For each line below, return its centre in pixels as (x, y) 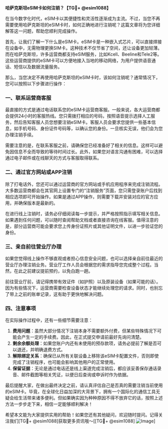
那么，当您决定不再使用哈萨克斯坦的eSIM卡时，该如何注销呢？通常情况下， (83, 77)
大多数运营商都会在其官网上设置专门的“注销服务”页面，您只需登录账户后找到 (84, 190)
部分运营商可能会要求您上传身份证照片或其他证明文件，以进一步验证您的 (88, 226)
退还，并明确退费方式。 (41, 350)
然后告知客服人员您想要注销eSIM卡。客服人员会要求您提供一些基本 (82, 122)
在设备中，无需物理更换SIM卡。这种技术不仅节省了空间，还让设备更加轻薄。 (84, 48)
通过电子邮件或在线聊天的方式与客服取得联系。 (53, 158)
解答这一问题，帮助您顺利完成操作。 (42, 31)
